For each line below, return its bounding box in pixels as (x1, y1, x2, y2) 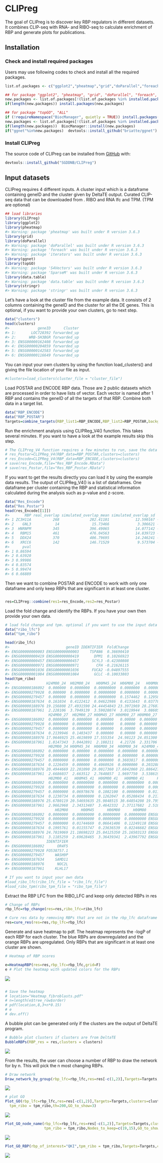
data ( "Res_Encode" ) (5, 499, 45, 504)
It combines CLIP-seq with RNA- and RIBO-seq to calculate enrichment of (5, 24, 152, 30)
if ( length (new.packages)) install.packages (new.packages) (5, 102, 125, 106)
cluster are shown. (5, 944, 42, 950)
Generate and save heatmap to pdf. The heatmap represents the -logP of (5, 929, 151, 935)
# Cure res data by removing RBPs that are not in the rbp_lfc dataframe (5, 916, 158, 920)
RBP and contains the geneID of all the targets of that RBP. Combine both (5, 395, 151, 401)
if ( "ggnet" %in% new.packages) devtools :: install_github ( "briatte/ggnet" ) (5, 128, 158, 133)
